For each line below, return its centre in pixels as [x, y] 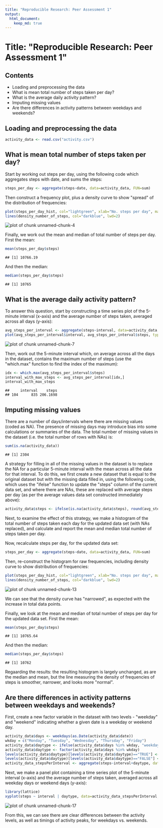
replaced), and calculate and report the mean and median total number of [78, 528]
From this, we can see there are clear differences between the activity [75, 815]
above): [13, 500]
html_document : [25, 18]
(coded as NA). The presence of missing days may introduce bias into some [81, 427]
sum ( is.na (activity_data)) [32, 446]
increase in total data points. [33, 604]
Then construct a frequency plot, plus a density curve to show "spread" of [79, 197]
